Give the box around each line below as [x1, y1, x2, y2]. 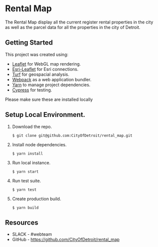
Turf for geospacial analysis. [12, 71, 70, 77]
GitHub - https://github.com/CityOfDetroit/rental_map [12, 237, 120, 243]
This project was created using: [5, 51, 69, 57]
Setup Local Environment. [5, 111, 85, 119]
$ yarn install [12, 151, 43, 156]
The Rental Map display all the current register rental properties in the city [5, 19, 154, 25]
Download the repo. [12, 123, 52, 130]
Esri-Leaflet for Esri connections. [12, 66, 79, 72]
